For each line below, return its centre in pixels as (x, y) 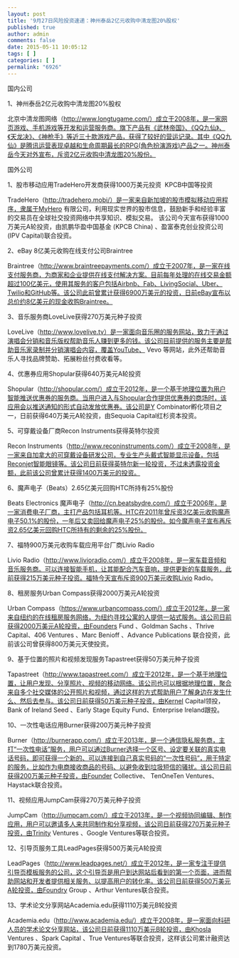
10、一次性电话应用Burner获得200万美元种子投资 (79, 725)
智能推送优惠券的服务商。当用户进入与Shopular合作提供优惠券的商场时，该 (117, 397)
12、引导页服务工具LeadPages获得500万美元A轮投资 (85, 848)
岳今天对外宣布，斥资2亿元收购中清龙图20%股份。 (82, 154)
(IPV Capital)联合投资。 (42, 235)
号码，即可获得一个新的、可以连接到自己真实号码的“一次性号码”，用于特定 (122, 758)
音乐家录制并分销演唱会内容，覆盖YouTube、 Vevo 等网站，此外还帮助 (116, 350)
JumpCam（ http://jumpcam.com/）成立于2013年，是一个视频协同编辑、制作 (119, 815)
